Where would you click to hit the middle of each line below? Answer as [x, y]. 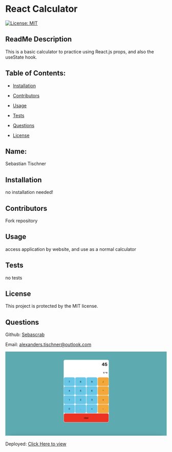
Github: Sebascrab [25, 335]
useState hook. [21, 57]
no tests [14, 278]
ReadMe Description [39, 39]
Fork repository [21, 221]
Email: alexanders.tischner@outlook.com [48, 345]
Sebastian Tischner [26, 164]
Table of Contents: [36, 73]
